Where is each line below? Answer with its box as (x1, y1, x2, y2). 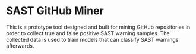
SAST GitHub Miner (6, 4, 104, 18)
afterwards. (6, 42, 34, 49)
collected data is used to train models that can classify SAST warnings (6, 36, 179, 43)
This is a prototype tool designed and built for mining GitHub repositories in (6, 23, 191, 31)
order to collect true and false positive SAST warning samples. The (6, 29, 170, 36)
